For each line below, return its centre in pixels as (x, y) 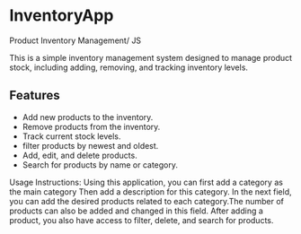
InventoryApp (62, 16)
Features (35, 95)
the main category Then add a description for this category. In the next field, (150, 191)
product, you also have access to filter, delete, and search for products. (142, 220)
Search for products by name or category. (100, 165)
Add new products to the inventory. (88, 117)
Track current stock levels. (71, 136)
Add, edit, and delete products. (80, 155)
